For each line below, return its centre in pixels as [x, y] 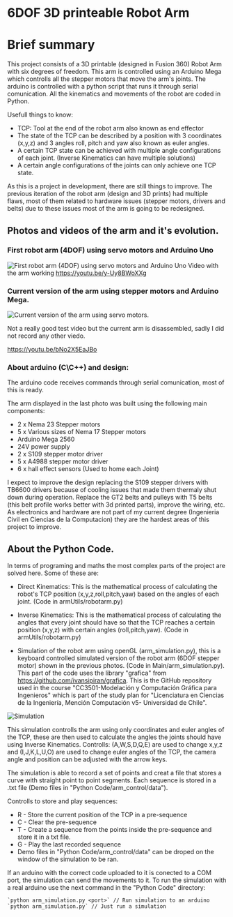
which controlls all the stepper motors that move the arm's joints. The [107, 79]
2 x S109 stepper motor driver [60, 454]
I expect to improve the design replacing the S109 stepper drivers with [108, 482]
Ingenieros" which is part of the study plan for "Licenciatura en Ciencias [121, 695]
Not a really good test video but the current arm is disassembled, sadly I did [116, 329]
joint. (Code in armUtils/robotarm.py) [70, 602]
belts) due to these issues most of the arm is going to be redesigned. [106, 209]
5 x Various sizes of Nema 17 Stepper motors [82, 432]
